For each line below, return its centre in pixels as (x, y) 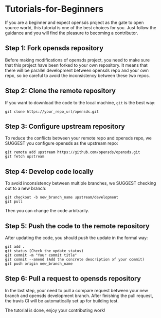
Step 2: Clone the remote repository (60, 91)
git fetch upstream (25, 157)
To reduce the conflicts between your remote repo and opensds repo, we (78, 138)
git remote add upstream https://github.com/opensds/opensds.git (72, 152)
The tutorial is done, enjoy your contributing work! (55, 310)
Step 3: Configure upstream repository (65, 126)
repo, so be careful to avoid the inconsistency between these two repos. (78, 75)
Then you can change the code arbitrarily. (47, 211)
